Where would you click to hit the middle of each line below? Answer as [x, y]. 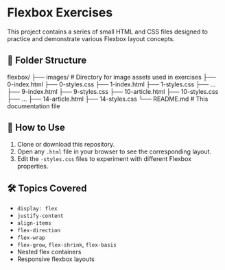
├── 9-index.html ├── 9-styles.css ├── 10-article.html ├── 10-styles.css [113, 91]
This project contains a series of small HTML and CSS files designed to [107, 32]
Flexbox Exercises [60, 13]
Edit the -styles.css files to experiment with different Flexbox [104, 158]
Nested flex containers [49, 252]
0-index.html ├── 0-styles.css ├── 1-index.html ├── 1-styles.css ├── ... [111, 84]
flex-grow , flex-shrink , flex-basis [67, 245]
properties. [33, 166]
